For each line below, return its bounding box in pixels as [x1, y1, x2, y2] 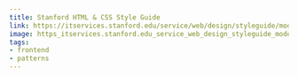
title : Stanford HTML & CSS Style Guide [9, 12, 161, 22]
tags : [9, 37, 29, 47]
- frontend [9, 46, 50, 55]
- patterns [9, 54, 50, 63]
